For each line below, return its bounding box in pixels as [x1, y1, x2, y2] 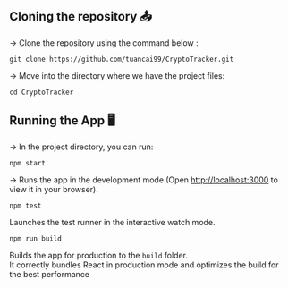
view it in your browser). [9, 183, 98, 194]
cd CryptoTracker [9, 88, 74, 97]
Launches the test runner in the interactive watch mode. [9, 216, 216, 227]
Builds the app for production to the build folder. [9, 250, 189, 260]
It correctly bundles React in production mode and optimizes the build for [9, 259, 279, 270]
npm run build [9, 233, 63, 243]
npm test [9, 201, 42, 210]
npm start [9, 158, 47, 167]
